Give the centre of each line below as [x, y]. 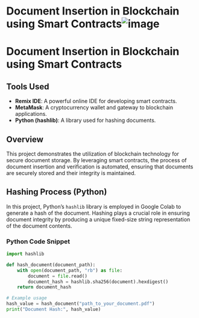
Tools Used [28, 87]
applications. [31, 114]
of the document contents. [39, 226]
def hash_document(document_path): [51, 265]
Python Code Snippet [38, 241]
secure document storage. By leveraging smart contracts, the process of [96, 160]
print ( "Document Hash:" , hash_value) [54, 310]
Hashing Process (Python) [57, 192]
